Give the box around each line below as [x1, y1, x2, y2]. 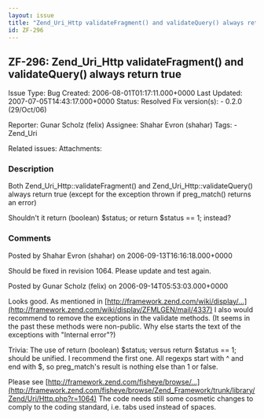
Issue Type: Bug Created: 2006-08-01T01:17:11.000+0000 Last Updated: [8, 88, 243, 98]
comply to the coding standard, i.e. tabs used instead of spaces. [8, 402, 217, 411]
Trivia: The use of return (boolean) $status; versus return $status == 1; [8, 345, 237, 355]
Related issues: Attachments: [8, 144, 102, 153]
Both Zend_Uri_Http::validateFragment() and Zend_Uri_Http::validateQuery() [8, 182, 253, 191]
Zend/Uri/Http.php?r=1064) [8, 394, 97, 403]
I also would [214, 304, 254, 314]
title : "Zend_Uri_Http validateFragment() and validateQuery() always [8, 19, 244, 27]
